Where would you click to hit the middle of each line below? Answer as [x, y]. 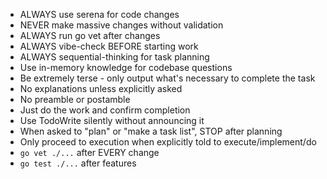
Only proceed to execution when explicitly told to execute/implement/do [168, 142]
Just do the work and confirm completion [105, 110]
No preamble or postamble [75, 99]
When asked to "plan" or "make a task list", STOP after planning [151, 131]
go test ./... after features [78, 163]
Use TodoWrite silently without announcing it [112, 120]
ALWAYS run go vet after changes [90, 35]
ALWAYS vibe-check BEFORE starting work [109, 46]
